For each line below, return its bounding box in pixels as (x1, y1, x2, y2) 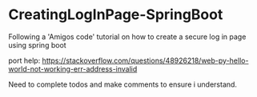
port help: (8, 56, 41, 65)
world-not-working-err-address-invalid (8, 64, 138, 73)
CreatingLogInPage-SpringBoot (8, 6, 223, 24)
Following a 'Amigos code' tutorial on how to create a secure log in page (8, 32, 247, 41)
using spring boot (8, 40, 66, 49)
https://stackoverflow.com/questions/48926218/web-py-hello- (42, 56, 249, 65)
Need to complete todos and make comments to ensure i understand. (8, 80, 238, 89)
